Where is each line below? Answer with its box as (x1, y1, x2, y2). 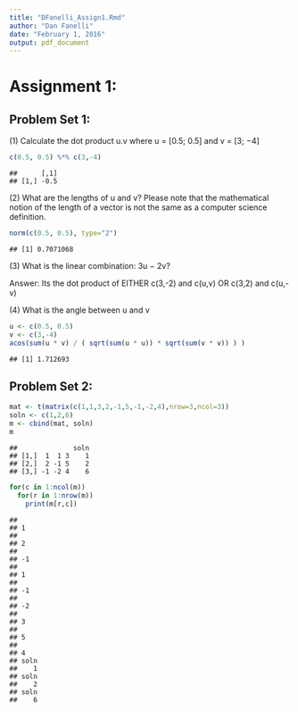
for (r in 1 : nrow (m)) (17, 490, 94, 500)
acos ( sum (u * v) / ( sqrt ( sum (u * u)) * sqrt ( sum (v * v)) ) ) (9, 339, 245, 348)
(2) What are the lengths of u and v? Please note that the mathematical (9, 193, 269, 204)
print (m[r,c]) (25, 499, 78, 508)
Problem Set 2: (9, 379, 94, 394)
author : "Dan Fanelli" (9, 21, 94, 30)
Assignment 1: (9, 77, 118, 96)
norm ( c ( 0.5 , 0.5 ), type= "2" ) (9, 229, 118, 238)
